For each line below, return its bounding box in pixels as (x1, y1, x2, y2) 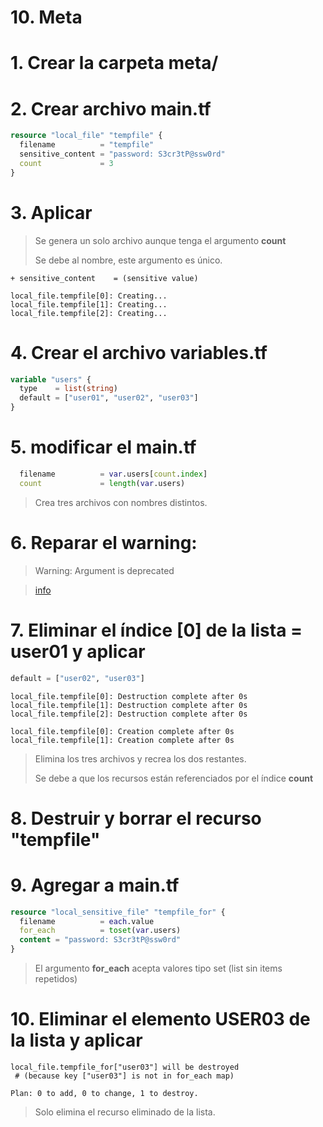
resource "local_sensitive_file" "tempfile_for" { (10, 907, 226, 917)
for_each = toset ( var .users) (19, 926, 182, 936)
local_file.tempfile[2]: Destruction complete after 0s (10, 709, 248, 719)
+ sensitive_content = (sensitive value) (10, 273, 199, 283)
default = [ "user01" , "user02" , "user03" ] (19, 393, 199, 403)
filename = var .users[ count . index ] (19, 469, 208, 479)
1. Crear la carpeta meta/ (10, 52, 219, 75)
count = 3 (19, 158, 114, 168)
